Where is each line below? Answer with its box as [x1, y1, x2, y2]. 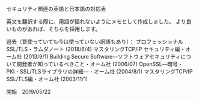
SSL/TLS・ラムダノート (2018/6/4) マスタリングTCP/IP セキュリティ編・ [6, 45, 186, 53]
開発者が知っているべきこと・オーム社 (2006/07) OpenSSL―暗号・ [16, 60, 183, 68]
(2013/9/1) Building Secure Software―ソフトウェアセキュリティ [23, 53, 181, 60]
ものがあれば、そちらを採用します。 [11, 26, 101, 32]
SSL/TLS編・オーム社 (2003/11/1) [6, 75, 88, 82]
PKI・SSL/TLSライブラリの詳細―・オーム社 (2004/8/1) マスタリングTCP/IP [6, 68, 193, 75]
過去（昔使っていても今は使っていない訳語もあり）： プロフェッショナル [6, 38, 183, 45]
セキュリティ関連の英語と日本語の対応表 [6, 5, 106, 12]
